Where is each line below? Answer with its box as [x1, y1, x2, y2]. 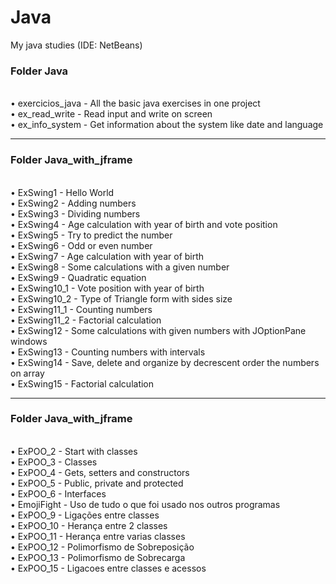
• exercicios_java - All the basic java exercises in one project [10, 97, 261, 110]
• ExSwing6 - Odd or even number [10, 239, 153, 251]
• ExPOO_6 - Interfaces [10, 487, 107, 500]
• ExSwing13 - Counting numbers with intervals [10, 346, 206, 358]
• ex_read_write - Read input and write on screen [10, 108, 213, 120]
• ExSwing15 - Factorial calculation [10, 377, 155, 390]
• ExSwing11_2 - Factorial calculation [10, 314, 162, 326]
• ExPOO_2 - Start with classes [10, 445, 138, 457]
